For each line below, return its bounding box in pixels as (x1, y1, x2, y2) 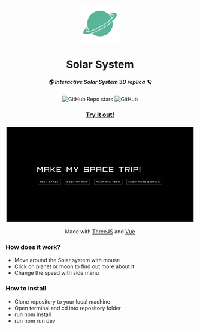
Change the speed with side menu (14, 269, 99, 277)
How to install (5, 284, 46, 293)
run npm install (14, 311, 51, 318)
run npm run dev (14, 317, 56, 324)
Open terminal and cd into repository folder (14, 304, 121, 311)
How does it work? (5, 242, 61, 251)
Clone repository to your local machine (14, 298, 110, 305)
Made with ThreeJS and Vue (65, 228, 135, 235)
